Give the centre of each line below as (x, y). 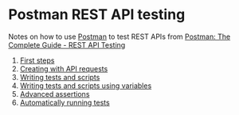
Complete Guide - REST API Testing (67, 44)
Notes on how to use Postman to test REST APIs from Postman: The (119, 36)
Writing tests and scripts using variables (86, 86)
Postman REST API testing (97, 15)
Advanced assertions (55, 94)
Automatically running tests (65, 102)
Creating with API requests (64, 68)
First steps (37, 60)
